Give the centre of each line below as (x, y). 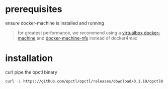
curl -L (13, 81)
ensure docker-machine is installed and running (55, 23)
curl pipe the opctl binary (31, 72)
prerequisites (34, 9)
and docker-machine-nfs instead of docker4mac (87, 38)
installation (29, 58)
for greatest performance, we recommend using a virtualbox (80, 32)
